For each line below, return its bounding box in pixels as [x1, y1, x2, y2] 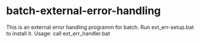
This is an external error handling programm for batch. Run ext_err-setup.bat [6, 24, 195, 31]
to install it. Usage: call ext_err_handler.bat [6, 29, 110, 37]
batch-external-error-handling [6, 4, 161, 18]
